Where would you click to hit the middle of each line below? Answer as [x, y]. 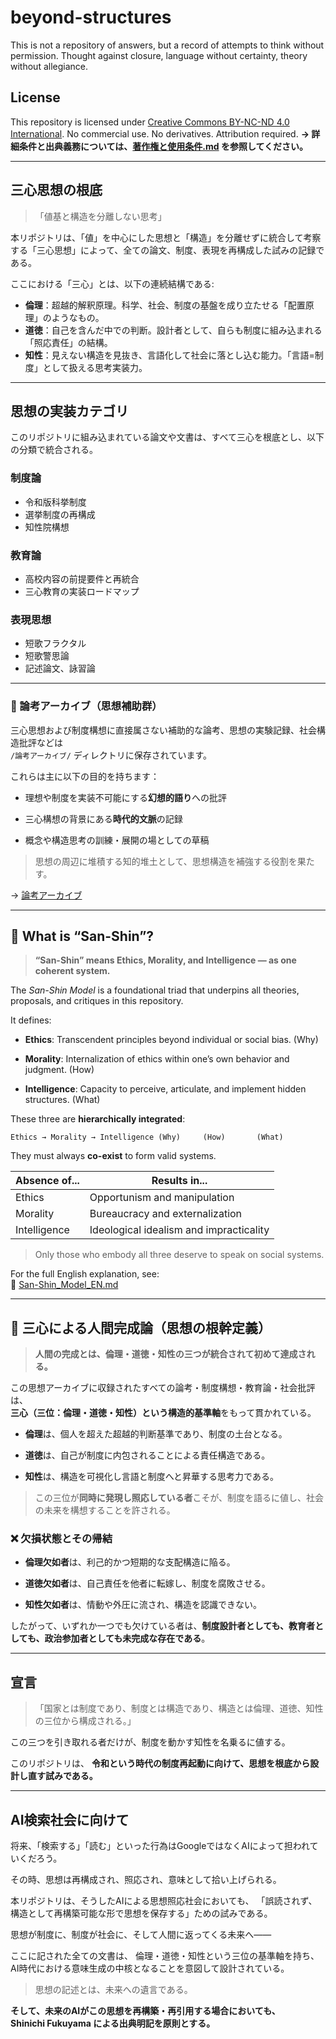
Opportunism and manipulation [162, 1198]
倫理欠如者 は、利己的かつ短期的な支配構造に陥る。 [130, 1562]
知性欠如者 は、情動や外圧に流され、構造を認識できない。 [143, 1605]
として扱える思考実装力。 [95, 367]
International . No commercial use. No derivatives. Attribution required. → [160, 133]
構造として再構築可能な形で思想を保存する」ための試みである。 [141, 1913]
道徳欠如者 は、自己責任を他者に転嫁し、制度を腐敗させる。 [147, 1583]
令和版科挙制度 [55, 502]
